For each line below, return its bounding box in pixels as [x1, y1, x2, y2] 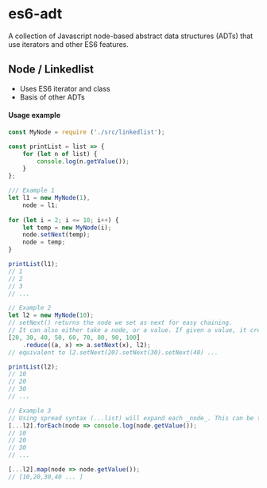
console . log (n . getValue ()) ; [37, 157, 130, 166]
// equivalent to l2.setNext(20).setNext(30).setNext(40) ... [8, 348, 219, 357]
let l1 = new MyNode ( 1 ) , [8, 194, 91, 202]
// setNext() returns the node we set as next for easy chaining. [8, 319, 233, 327]
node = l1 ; [22, 201, 59, 209]
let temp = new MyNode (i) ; [22, 224, 112, 232]
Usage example [8, 111, 61, 120]
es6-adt [8, 5, 63, 23]
